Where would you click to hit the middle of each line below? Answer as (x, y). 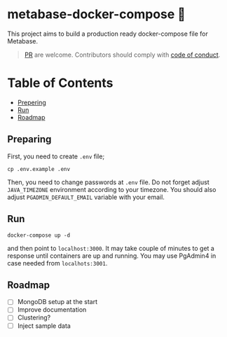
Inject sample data (44, 326)
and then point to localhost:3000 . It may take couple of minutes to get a (111, 248)
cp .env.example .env (39, 169)
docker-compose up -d (39, 235)
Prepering (32, 102)
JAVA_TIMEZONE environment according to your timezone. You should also (112, 189)
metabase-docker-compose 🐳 (96, 14)
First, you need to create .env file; (56, 156)
